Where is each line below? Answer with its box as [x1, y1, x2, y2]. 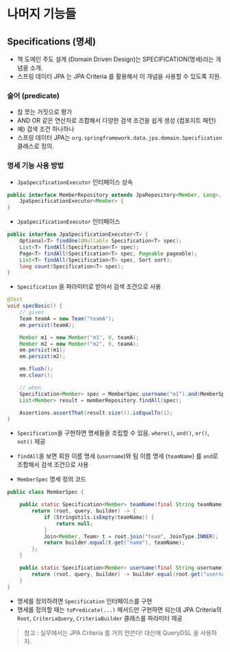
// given [19, 309, 44, 316]
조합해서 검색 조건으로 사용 [16, 460, 89, 469]
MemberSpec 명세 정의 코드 [16, 475, 87, 484]
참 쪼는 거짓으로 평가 [16, 108, 73, 116]
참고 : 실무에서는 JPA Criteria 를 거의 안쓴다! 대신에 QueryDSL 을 [23, 628, 199, 637]
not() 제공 [16, 438, 46, 446]
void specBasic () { [7, 303, 63, 310]
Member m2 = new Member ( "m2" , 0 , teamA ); [19, 340, 139, 347]
